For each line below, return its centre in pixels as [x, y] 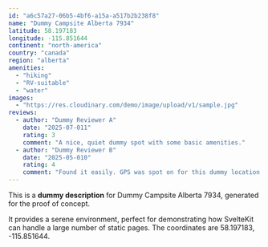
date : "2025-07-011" [57, 128]
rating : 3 [39, 135]
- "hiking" [34, 75]
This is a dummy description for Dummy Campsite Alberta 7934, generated [134, 195]
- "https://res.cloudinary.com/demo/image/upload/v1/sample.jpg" [127, 105]
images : [21, 98]
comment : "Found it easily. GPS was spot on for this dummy [125, 172]
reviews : [23, 113]
